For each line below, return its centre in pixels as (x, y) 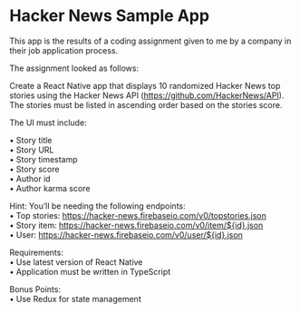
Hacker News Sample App (110, 16)
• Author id (30, 179)
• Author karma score (50, 188)
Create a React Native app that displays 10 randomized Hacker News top (145, 85)
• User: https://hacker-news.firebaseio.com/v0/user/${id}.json (126, 235)
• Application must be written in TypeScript (90, 271)
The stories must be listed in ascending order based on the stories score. (146, 104)
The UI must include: (48, 122)
